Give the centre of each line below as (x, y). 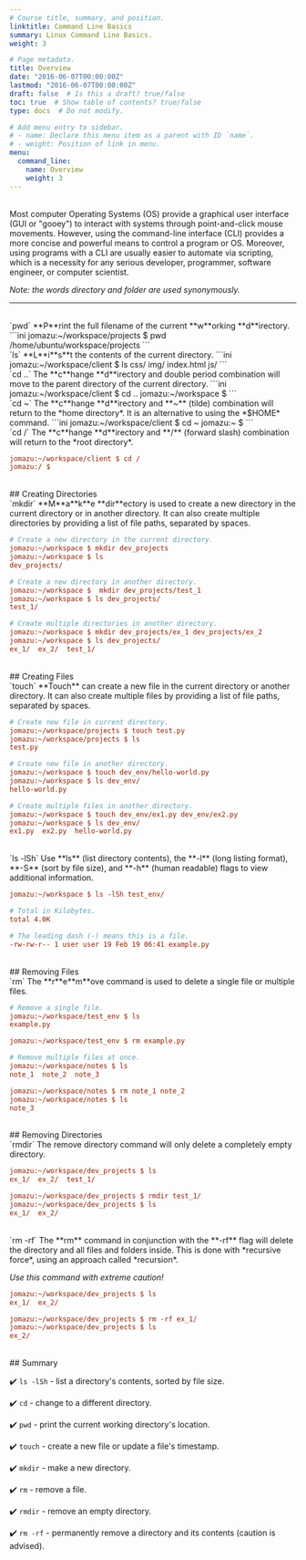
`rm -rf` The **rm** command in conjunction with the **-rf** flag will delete (152, 1240)
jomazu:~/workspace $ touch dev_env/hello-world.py (109, 773)
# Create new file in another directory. (89, 764)
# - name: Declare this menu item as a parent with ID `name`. (132, 136)
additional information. (51, 878)
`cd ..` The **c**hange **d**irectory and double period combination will (145, 374)
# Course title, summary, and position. (87, 18)
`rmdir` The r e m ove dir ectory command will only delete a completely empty (151, 1145)
